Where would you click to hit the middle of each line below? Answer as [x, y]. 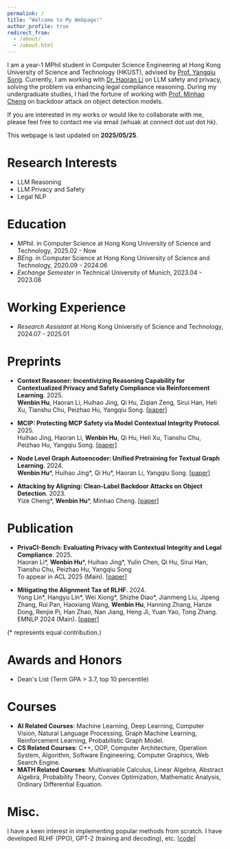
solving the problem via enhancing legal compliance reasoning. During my [112, 87]
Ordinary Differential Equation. [60, 784]
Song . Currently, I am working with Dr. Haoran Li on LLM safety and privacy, [114, 79]
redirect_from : [29, 33]
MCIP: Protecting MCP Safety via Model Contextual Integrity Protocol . [119, 423]
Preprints [34, 362]
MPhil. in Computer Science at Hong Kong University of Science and [114, 243]
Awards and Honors [65, 660]
